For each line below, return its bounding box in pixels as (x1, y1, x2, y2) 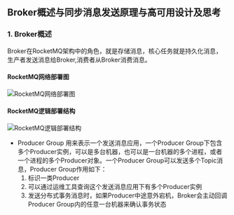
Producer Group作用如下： (29, 165, 107, 174)
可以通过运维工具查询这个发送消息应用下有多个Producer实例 (27, 183, 202, 191)
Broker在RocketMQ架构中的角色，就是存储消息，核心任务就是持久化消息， (7, 46, 223, 55)
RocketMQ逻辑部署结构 (7, 107, 76, 116)
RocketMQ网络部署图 (7, 73, 70, 81)
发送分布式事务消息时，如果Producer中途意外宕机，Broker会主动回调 (27, 191, 228, 200)
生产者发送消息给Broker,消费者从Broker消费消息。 (7, 55, 151, 64)
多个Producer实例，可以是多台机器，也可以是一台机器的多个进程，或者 (17, 148, 223, 156)
